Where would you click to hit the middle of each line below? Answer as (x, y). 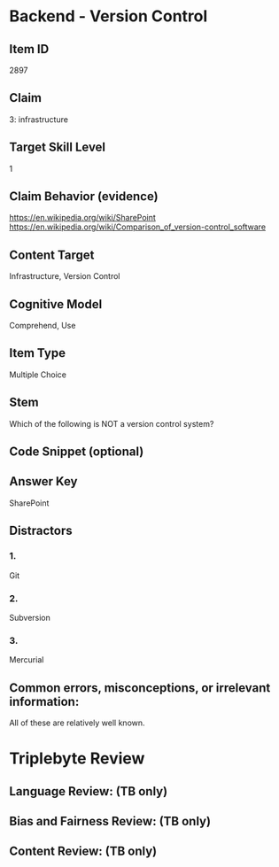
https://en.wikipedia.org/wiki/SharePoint (83, 218)
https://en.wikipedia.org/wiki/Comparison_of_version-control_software (138, 227)
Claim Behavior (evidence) (84, 197)
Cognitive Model (56, 304)
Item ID (29, 49)
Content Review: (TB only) (83, 852)
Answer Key (43, 481)
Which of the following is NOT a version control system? (112, 423)
